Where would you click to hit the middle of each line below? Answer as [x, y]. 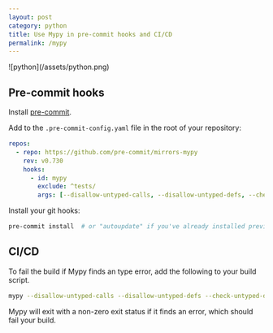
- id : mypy [48, 178]
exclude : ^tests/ [67, 187]
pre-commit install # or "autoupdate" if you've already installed [127, 227]
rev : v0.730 [43, 161]
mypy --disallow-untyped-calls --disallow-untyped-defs [105, 296]
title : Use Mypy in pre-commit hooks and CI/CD [91, 34]
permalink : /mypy [38, 43]
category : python [38, 26]
